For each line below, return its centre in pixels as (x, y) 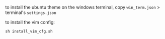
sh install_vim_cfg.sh (29, 31)
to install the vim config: (30, 22)
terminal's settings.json (31, 12)
